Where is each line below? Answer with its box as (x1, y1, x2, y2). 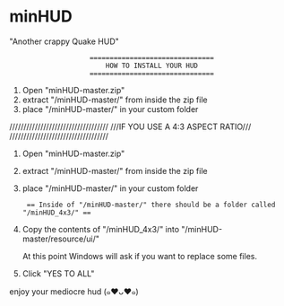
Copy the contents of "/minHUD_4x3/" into (22, 223, 180, 234)
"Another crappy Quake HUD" (9, 36, 119, 47)
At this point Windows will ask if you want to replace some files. (22, 250, 258, 261)
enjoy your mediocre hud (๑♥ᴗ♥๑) (9, 285, 139, 297)
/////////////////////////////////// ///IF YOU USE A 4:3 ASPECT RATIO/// (9, 121, 252, 132)
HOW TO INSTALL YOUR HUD (105, 61, 199, 70)
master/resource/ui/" (22, 233, 100, 244)
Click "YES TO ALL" (22, 267, 95, 279)
